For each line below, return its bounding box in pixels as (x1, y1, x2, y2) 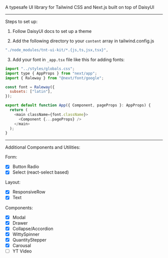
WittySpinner (12, 231, 40, 237)
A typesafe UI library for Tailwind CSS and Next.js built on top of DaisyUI (5, 4, 154, 10)
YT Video (12, 248, 32, 254)
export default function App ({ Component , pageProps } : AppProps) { (5, 103, 151, 108)
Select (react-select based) (12, 169, 69, 175)
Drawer (12, 220, 28, 226)
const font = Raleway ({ (5, 84, 55, 89)
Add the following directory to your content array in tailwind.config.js (12, 38, 154, 44)
